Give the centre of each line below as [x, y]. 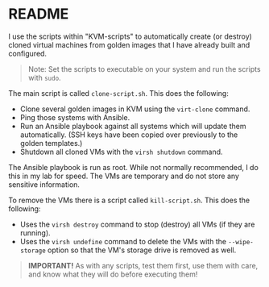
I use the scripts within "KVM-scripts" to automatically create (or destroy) [130, 36]
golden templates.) [51, 143]
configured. [27, 53]
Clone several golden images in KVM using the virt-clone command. [135, 109]
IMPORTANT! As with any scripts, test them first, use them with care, [143, 265]
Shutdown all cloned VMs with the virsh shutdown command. [121, 152]
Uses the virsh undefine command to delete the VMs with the [123, 241]
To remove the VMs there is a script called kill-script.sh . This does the [129, 200]
